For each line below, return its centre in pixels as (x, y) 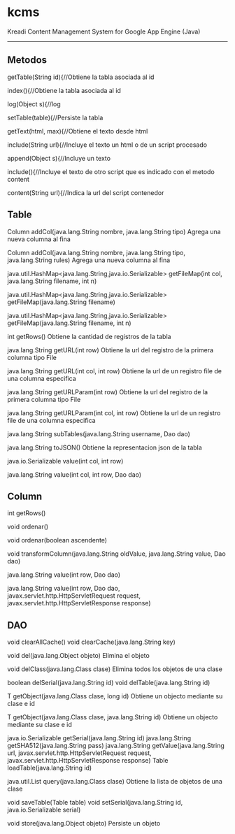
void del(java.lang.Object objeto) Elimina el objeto (79, 656)
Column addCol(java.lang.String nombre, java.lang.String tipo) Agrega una (114, 231)
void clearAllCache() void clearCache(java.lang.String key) (92, 642)
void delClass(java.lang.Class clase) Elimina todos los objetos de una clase (115, 669)
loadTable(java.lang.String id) (50, 768)
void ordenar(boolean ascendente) (57, 540)
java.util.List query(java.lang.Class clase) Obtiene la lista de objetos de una (115, 782)
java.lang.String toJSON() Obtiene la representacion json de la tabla (105, 447)
